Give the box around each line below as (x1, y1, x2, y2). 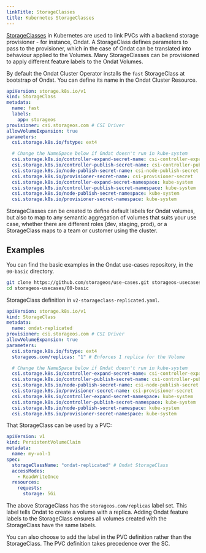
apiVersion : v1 (6, 434, 45, 440)
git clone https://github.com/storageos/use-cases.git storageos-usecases (6, 279, 202, 286)
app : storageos (17, 116, 56, 123)
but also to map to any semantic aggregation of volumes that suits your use (6, 214, 197, 221)
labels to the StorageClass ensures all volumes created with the (6, 515, 167, 522)
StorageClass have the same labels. (6, 522, 97, 529)
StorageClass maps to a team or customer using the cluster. (6, 227, 158, 234)
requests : (17, 485, 43, 492)
